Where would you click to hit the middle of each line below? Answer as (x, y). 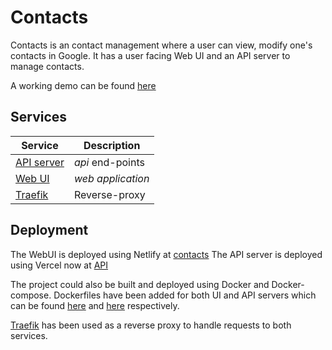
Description (112, 145)
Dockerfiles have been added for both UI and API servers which (185, 295)
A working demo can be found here (83, 85)
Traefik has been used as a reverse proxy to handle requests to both (151, 325)
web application (111, 178)
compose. (31, 295)
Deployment (49, 230)
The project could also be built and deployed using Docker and (140, 284)
